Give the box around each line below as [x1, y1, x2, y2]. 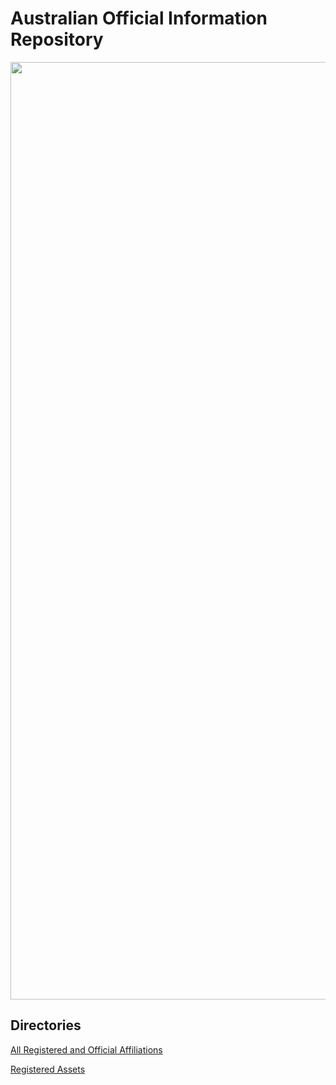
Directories [10, 1017, 82, 1034]
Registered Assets [10, 1063, 86, 1075]
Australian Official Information [10, 7, 268, 30]
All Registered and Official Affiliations [10, 1043, 163, 1056]
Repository [10, 28, 104, 51]
